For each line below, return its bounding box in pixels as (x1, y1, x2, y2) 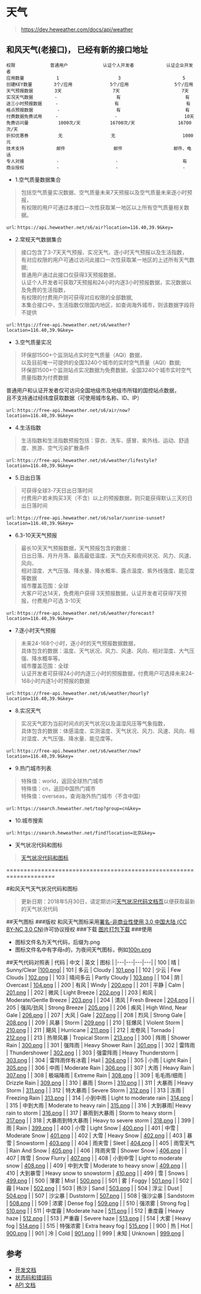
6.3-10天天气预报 (14, 531, 58, 539)
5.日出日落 (14, 474, 41, 481)
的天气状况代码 (20, 905, 58, 912)
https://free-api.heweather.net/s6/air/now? (17, 407, 131, 413)
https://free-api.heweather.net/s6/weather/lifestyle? (17, 457, 157, 464)
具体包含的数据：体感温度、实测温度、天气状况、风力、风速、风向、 (20, 727, 190, 735)
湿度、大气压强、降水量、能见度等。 (26, 735, 116, 742)
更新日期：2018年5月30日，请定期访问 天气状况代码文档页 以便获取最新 (20, 898, 196, 905)
